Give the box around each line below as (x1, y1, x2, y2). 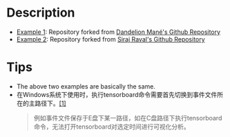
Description (6, 5, 75, 21)
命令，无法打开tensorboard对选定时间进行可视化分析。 (33, 122, 191, 131)
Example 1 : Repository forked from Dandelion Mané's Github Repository (16, 28, 221, 36)
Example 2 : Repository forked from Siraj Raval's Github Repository (16, 35, 205, 43)
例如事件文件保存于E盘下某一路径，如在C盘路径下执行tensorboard (33, 113, 222, 122)
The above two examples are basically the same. (16, 82, 156, 91)
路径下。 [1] (35, 99, 66, 107)
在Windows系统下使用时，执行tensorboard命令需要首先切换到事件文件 (16, 90, 218, 98)
